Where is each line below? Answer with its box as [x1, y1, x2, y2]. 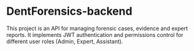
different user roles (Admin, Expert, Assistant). [6, 37, 124, 45]
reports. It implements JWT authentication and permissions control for [6, 31, 184, 38]
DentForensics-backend [6, 4, 133, 18]
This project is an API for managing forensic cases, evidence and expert [6, 25, 188, 32]
